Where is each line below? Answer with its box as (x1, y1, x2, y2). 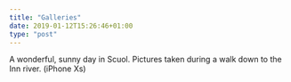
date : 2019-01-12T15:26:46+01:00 (9, 21, 133, 30)
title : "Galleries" (9, 12, 82, 22)
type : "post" (9, 29, 58, 38)
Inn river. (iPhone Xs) (9, 63, 86, 74)
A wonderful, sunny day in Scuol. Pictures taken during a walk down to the (9, 54, 282, 65)
